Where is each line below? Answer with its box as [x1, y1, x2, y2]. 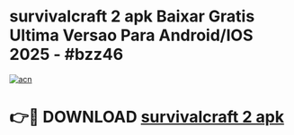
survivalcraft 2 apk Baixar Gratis [9, 6, 255, 27]
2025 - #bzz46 [9, 45, 124, 64]
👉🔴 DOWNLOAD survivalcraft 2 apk [9, 107, 285, 127]
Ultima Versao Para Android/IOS [9, 25, 254, 46]
